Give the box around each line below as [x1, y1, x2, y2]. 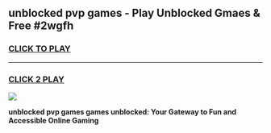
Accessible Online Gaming [8, 115, 99, 125]
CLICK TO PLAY [8, 44, 71, 55]
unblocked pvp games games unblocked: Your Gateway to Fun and [8, 106, 236, 116]
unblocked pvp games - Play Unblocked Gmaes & [8, 6, 261, 20]
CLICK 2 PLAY [8, 73, 65, 85]
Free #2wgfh [8, 19, 74, 33]
